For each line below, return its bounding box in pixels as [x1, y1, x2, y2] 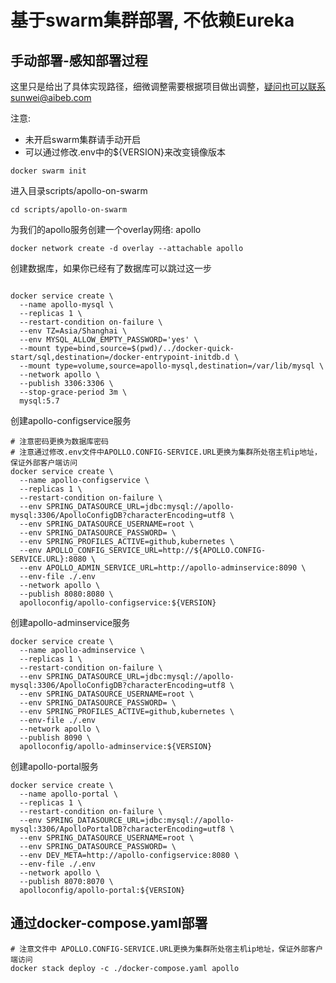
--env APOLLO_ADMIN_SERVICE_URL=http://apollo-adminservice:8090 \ [19, 563, 307, 573]
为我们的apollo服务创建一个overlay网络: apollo [10, 224, 202, 235]
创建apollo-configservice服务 [10, 415, 132, 426]
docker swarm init [10, 166, 87, 176]
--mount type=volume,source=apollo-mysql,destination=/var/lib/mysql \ [19, 361, 325, 371]
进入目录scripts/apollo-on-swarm [10, 185, 148, 196]
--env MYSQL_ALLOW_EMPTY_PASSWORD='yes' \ [19, 335, 199, 345]
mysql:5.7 [19, 396, 60, 406]
